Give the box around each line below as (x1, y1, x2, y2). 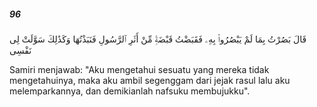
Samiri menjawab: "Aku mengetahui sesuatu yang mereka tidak (9, 63, 270, 75)
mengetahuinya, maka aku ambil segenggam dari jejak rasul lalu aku (9, 74, 291, 86)
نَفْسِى (9, 44, 32, 56)
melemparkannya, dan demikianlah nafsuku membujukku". (9, 85, 251, 97)
